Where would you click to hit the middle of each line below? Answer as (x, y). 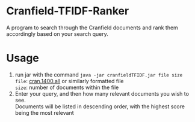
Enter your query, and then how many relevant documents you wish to (102, 93)
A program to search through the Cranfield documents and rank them (92, 28)
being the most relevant (44, 112)
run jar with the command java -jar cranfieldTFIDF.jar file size (99, 74)
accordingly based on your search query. (57, 33)
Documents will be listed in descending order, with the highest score (100, 106)
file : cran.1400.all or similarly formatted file (69, 81)
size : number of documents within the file (67, 87)
